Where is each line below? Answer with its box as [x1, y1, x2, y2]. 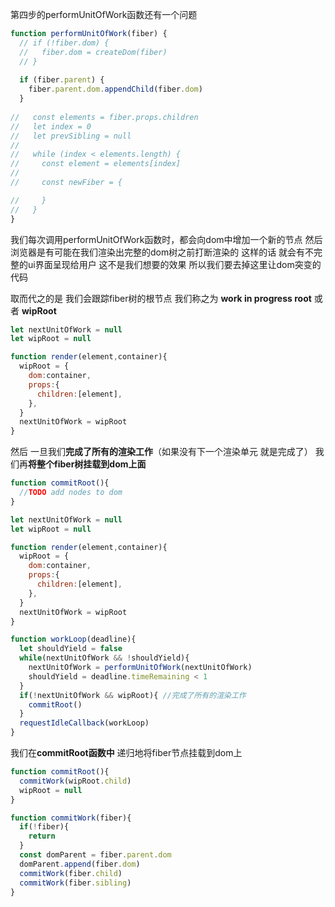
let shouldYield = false [19, 644, 123, 654]
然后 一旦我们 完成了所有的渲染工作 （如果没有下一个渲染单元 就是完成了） [10, 446, 313, 458]
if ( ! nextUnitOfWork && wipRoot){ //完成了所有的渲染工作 [19, 690, 247, 700]
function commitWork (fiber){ [10, 813, 132, 823]
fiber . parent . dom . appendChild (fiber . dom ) [28, 84, 203, 95]
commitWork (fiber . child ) [19, 868, 123, 878]
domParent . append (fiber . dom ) [19, 859, 141, 869]
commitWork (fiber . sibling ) [19, 878, 132, 888]
